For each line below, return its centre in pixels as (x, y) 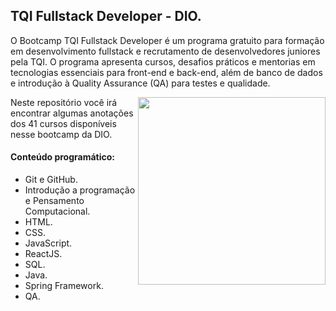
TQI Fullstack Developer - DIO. (106, 16)
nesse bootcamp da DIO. (61, 134)
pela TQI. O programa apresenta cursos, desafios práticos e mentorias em (163, 61)
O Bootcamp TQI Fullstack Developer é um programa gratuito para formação (167, 40)
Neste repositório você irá (64, 102)
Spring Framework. (64, 286)
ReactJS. (43, 254)
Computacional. (57, 211)
